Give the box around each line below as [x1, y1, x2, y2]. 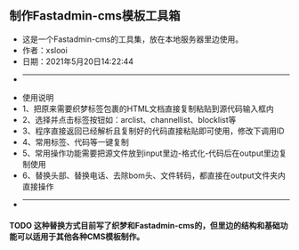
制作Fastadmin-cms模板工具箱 [9, 8, 181, 24]
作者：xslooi [21, 44, 69, 55]
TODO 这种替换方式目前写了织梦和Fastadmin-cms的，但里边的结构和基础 [9, 221, 280, 231]
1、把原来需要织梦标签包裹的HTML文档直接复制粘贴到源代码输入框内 [21, 103, 274, 114]
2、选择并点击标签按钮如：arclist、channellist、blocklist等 [21, 114, 237, 125]
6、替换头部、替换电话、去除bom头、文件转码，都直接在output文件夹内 [21, 170, 287, 181]
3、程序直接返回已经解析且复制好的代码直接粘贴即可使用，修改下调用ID [21, 125, 285, 136]
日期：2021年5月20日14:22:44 [21, 56, 134, 67]
